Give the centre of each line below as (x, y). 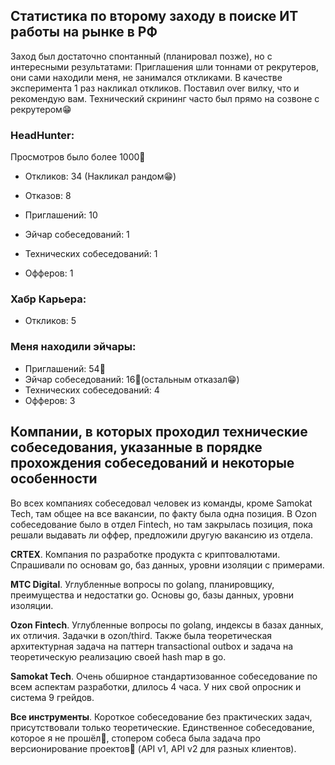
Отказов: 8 (48, 196)
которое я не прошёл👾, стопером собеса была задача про (135, 738)
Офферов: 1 (49, 273)
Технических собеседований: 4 (92, 390)
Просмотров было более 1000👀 (78, 157)
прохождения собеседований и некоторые (152, 463)
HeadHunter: (42, 135)
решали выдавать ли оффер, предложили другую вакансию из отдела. (161, 535)
